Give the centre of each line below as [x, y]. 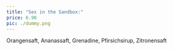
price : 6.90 [21, 18]
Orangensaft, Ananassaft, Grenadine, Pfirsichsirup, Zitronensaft [87, 41]
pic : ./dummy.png [29, 23]
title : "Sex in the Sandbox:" [45, 12]
